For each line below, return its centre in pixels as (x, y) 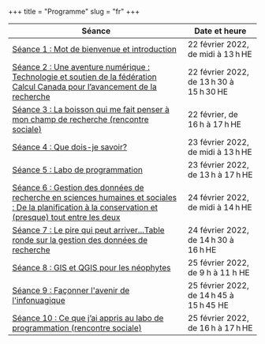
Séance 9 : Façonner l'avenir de (71, 290)
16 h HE (202, 250)
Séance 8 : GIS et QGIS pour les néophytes (91, 268)
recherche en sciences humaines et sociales (95, 197)
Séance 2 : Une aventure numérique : (81, 67)
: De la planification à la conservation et (85, 207)
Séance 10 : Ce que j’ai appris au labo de (88, 318)
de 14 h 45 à (211, 295)
